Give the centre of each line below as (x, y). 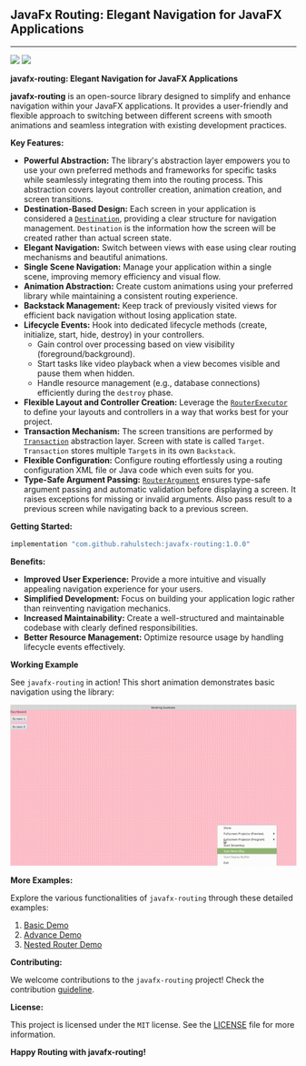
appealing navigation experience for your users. (113, 589)
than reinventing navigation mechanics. (97, 608)
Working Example (44, 665)
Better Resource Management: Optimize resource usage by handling (153, 637)
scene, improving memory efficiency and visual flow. (122, 276)
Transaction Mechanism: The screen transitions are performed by (148, 431)
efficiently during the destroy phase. (105, 392)
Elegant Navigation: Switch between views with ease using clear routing (160, 247)
